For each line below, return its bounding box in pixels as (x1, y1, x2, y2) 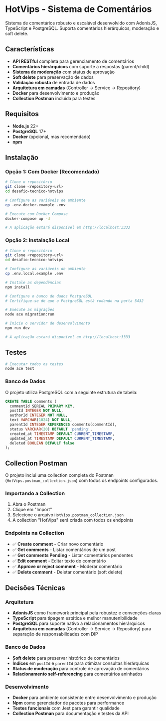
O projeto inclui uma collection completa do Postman (5, 472, 114, 478)
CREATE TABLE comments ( (5, 399, 57, 404)
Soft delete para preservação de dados (12, 74, 94, 80)
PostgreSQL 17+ (12, 128, 46, 134)
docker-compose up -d (5, 216, 50, 221)
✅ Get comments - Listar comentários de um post (12, 547, 116, 553)
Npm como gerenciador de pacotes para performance (12, 700, 125, 706)
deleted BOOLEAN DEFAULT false (9, 440, 75, 445)
